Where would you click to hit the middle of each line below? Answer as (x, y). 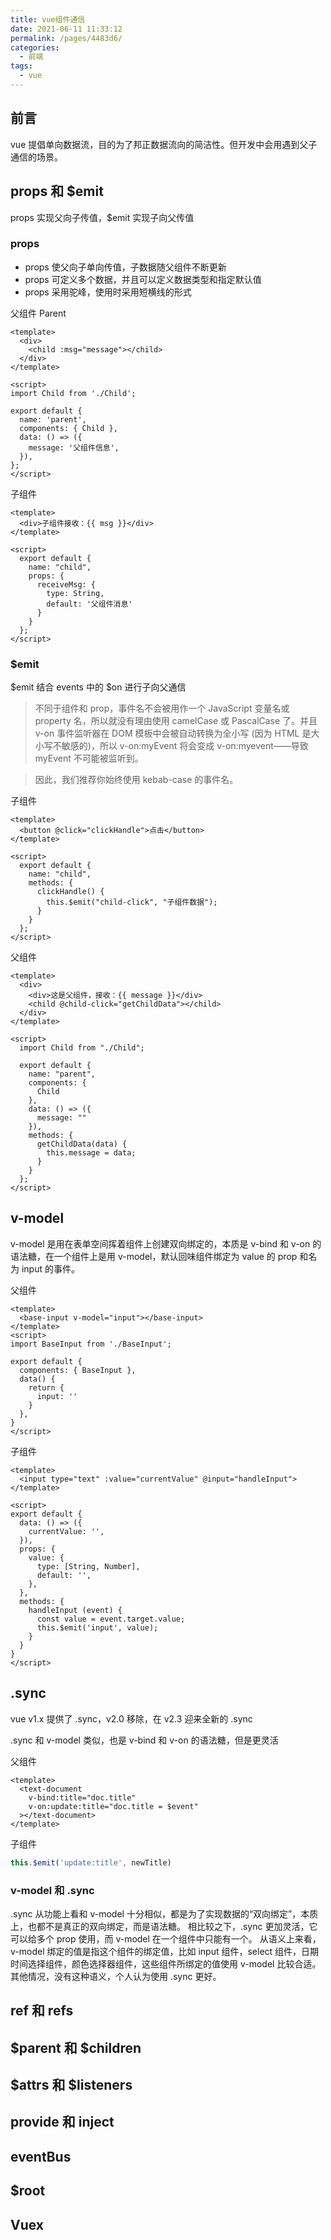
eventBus (41, 2156)
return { (46, 1387)
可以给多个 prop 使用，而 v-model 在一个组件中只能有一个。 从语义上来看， (166, 1938)
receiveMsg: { (66, 584)
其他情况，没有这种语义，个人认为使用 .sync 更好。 (116, 1976)
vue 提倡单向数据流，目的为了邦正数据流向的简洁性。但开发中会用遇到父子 (164, 144)
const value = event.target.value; (111, 1619)
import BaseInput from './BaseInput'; (91, 1344)
